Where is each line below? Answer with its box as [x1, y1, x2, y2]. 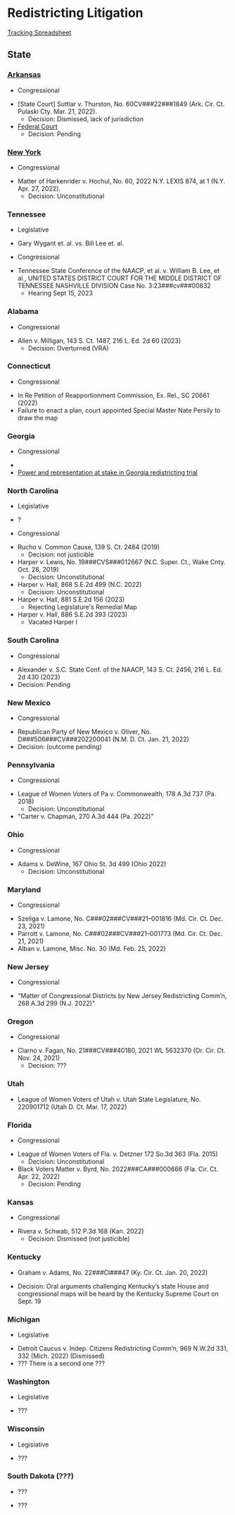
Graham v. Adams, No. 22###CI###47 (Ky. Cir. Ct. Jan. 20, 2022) [17, 1268, 208, 1277]
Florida [7, 1120, 32, 1130]
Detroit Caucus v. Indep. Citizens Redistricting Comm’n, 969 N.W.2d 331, [17, 1344, 229, 1352]
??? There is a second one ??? [17, 1359, 106, 1368]
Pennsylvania [7, 760, 55, 769]
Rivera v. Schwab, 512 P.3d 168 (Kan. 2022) [17, 1227, 144, 1236]
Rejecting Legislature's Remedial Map [27, 603, 137, 612]
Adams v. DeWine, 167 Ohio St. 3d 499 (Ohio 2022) [17, 859, 167, 868]
